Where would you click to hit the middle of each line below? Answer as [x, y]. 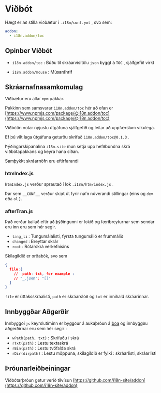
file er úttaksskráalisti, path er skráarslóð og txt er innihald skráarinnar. [77, 297]
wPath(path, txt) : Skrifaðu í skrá [45, 338]
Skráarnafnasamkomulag [44, 87]
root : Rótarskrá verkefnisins [40, 246]
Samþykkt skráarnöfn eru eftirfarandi [42, 161]
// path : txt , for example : [44, 274]
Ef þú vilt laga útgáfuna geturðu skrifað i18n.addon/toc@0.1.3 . [67, 137]
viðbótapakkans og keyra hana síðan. [42, 151]
